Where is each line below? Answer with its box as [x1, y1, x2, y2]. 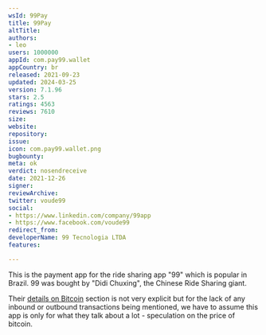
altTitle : [8, 26, 41, 34]
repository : [8, 130, 48, 138]
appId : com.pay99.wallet [8, 56, 91, 64]
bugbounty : [8, 152, 45, 160]
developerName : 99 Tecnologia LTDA [8, 234, 127, 242]
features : [8, 241, 41, 249]
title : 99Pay [8, 19, 52, 27]
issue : [8, 137, 30, 146]
